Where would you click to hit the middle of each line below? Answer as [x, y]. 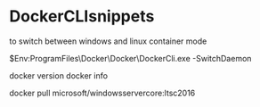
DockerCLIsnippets [82, 16]
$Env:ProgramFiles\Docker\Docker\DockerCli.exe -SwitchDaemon [130, 58]
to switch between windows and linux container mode [108, 41]
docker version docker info [59, 75]
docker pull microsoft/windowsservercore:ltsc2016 [102, 93]
